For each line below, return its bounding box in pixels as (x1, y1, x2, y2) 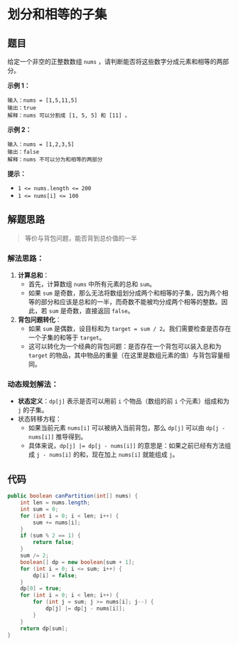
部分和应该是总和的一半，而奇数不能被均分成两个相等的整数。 (40, 298, 222, 306)
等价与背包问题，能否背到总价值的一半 (24, 234, 137, 242)
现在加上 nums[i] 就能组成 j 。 (92, 450, 179, 459)
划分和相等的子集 (7, 6, 108, 23)
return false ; (33, 539, 75, 546)
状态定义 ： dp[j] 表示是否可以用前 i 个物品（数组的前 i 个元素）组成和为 (17, 397, 229, 406)
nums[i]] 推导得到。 (28, 432, 87, 441)
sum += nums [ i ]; (33, 519, 81, 526)
